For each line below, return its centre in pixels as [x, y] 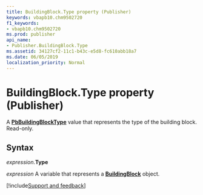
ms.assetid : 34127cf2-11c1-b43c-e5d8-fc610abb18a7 [72, 51]
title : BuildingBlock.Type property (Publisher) [69, 12]
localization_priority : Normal [46, 62]
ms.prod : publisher [31, 35]
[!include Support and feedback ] [46, 186]
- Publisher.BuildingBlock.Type [47, 46]
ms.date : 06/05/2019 [32, 57]
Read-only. [20, 128]
